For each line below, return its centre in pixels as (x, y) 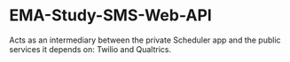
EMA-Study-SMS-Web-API (111, 15)
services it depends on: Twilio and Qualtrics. (90, 49)
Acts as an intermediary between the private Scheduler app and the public (145, 40)
